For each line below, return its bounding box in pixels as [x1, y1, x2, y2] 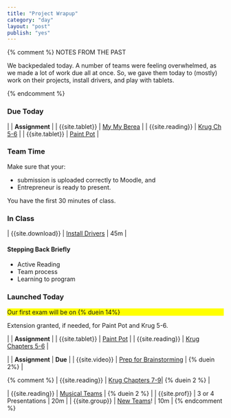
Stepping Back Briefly [7, 245, 71, 253]
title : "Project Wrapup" [7, 10, 78, 17]
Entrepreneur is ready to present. [16, 183, 111, 191]
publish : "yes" [7, 29, 51, 36]
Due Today [7, 107, 44, 116]
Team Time [7, 147, 45, 156]
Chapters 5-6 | [7, 342, 49, 350]
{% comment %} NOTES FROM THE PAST [7, 48, 126, 56]
